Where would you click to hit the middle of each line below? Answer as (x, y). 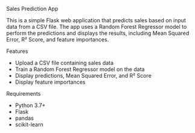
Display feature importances (50, 82)
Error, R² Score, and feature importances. (58, 39)
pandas (24, 118)
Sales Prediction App (32, 9)
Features (17, 51)
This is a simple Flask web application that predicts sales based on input (96, 20)
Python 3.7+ (30, 105)
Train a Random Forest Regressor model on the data (80, 69)
